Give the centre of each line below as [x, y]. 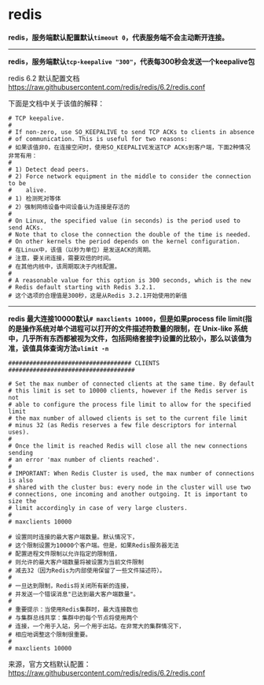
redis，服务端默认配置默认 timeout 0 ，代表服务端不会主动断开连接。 [119, 37]
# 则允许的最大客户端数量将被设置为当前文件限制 [76, 562]
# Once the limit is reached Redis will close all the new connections [128, 446]
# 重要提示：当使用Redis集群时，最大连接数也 [73, 609]
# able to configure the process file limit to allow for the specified [130, 404]
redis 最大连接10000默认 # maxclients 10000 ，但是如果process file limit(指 [130, 318]
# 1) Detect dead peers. [49, 169]
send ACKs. [26, 227]
